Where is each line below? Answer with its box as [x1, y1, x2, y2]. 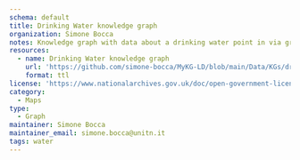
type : [9, 104, 29, 113]
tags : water [9, 137, 54, 146]
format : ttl [25, 71, 70, 80]
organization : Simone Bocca [9, 29, 114, 38]
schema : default [9, 12, 70, 22]
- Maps [17, 95, 42, 105]
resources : [9, 46, 50, 55]
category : [9, 87, 46, 96]
